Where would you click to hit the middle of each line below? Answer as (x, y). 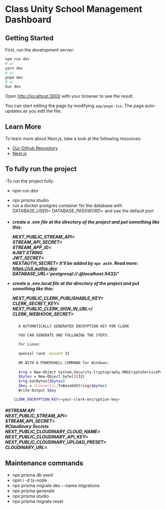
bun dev (13, 87)
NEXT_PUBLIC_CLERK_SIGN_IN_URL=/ (52, 309)
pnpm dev (14, 77)
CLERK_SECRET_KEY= (36, 304)
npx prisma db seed (33, 475)
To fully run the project (41, 169)
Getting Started (29, 38)
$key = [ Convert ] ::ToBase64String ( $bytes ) (62, 386)
